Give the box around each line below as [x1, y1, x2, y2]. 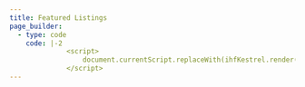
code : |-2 [25, 38, 64, 48]
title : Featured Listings [9, 13, 107, 23]
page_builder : [9, 22, 64, 31]
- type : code [17, 30, 67, 39]
